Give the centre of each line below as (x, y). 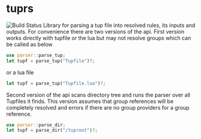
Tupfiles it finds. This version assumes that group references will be (90, 101)
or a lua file (20, 72)
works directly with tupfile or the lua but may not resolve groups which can (99, 38)
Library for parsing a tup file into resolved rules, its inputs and (119, 25)
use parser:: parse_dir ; (36, 125)
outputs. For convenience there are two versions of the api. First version (95, 31)
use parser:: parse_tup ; (36, 55)
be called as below (29, 44)
